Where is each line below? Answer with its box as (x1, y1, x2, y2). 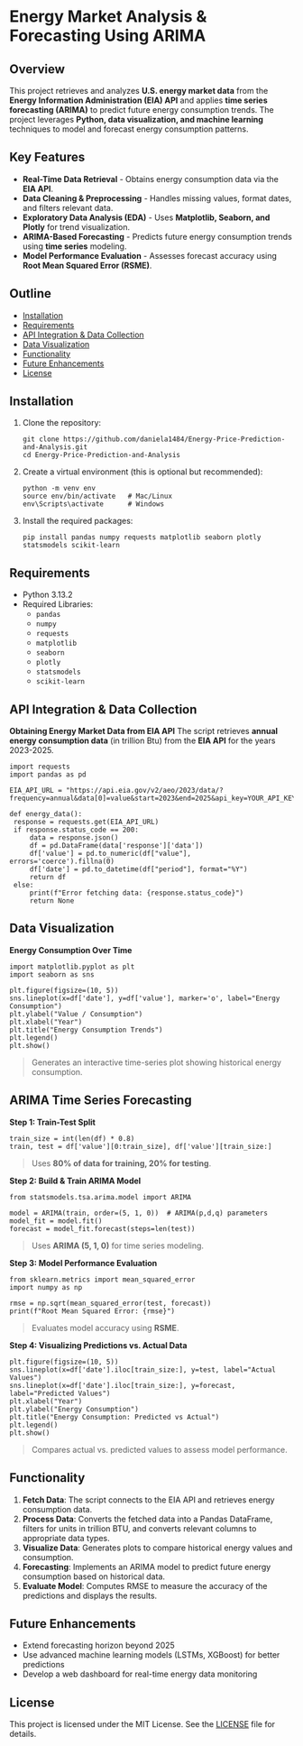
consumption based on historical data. (22, 1571, 165, 1582)
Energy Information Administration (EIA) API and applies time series (9, 95, 268, 106)
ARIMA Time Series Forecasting (9, 1093, 192, 1108)
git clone (22, 435, 60, 444)
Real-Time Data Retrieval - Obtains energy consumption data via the (22, 173, 280, 184)
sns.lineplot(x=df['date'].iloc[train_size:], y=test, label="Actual (9, 1365, 277, 1374)
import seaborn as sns (9, 969, 95, 979)
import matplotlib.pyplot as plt (9, 962, 135, 971)
